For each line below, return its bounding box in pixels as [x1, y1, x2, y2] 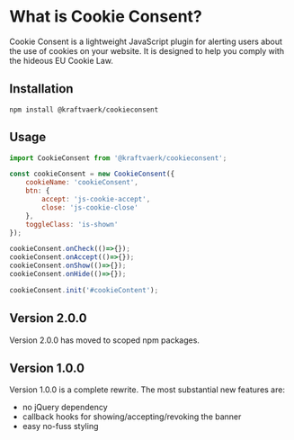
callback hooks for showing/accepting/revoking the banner [22, 411, 242, 422]
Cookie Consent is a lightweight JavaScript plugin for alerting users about [9, 36, 283, 47]
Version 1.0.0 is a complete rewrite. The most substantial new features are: [9, 384, 286, 395]
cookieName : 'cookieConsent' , [25, 178, 139, 187]
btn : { [25, 186, 50, 195]
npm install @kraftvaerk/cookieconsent [9, 105, 159, 114]
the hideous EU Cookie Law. [9, 55, 114, 66]
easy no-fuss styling [22, 421, 99, 432]
